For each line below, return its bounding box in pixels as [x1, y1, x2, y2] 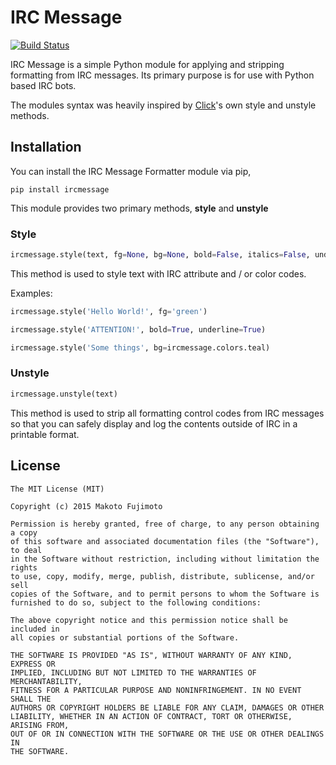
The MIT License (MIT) [10, 484, 105, 494]
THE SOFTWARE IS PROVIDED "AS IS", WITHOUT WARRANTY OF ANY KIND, [10, 650, 293, 660]
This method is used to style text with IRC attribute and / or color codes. [10, 267, 307, 280]
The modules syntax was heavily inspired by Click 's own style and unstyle [10, 99, 317, 111]
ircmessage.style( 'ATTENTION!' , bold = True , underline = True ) [10, 324, 267, 335]
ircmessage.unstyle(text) [10, 389, 118, 399]
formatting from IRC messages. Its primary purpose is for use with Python [10, 69, 315, 81]
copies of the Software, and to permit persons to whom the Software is [10, 589, 320, 599]
